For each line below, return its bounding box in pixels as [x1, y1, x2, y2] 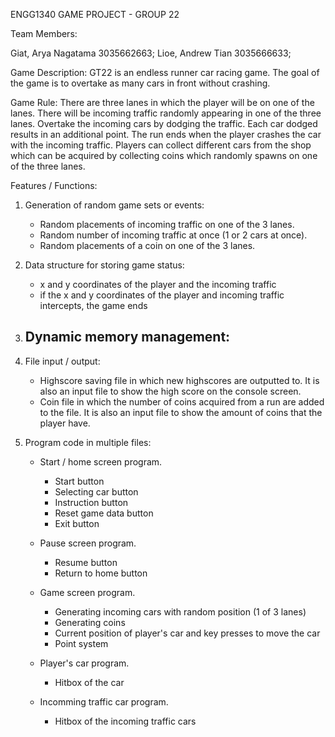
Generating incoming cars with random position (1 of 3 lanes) [54, 605, 307, 618]
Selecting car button [54, 485, 139, 498]
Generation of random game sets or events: [24, 199, 205, 211]
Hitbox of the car [54, 676, 125, 688]
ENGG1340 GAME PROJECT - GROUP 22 [10, 9, 180, 20]
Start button [54, 475, 105, 487]
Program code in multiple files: [24, 436, 152, 448]
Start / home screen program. [39, 455, 163, 468]
